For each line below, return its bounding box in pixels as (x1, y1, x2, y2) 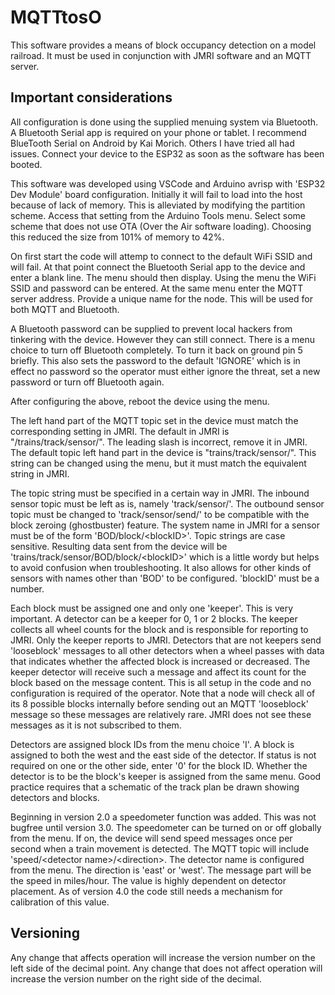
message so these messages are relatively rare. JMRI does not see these (10, 708, 312, 720)
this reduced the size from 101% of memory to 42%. (10, 231, 225, 243)
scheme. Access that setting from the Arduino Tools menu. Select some (10, 209, 307, 221)
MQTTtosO (10, 6, 102, 29)
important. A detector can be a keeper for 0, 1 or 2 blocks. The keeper (10, 612, 298, 625)
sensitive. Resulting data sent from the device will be (10, 540, 228, 552)
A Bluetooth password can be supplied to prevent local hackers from (10, 322, 293, 335)
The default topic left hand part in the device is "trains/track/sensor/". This (10, 446, 317, 458)
